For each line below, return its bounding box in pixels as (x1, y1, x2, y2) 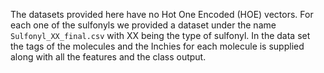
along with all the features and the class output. (10, 51, 207, 63)
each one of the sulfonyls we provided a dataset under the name (10, 19, 277, 31)
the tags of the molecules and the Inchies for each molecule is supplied (10, 40, 305, 52)
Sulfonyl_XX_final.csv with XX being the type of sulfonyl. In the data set (10, 30, 311, 41)
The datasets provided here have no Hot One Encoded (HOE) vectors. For (10, 9, 314, 20)
